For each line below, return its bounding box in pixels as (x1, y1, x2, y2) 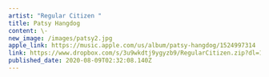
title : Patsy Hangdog (8, 19, 81, 27)
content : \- (8, 26, 48, 34)
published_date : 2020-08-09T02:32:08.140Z (8, 57, 152, 65)
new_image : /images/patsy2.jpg (8, 34, 113, 43)
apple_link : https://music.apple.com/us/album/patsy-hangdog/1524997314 (8, 42, 256, 50)
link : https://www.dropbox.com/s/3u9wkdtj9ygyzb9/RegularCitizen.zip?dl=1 (8, 49, 263, 57)
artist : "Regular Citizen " (8, 11, 102, 20)
